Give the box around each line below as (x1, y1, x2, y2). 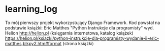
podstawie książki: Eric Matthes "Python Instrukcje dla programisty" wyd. (5, 25, 154, 30)
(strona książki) (62, 40, 94, 46)
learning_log (5, 3, 58, 15)
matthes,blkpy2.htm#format (5, 40, 62, 46)
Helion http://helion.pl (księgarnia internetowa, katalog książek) (5, 30, 134, 36)
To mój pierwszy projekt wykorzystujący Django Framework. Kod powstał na (5, 20, 160, 25)
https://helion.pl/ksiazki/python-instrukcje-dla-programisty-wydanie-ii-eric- (5, 35, 159, 41)
